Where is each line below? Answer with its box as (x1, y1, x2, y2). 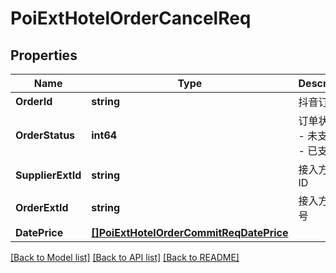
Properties (10, 47, 78, 64)
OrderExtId (15, 201, 69, 214)
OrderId (15, 95, 53, 108)
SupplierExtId (15, 168, 82, 182)
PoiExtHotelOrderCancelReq (10, 7, 252, 30)
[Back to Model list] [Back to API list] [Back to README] (10, 252, 240, 263)
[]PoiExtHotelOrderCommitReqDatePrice (91, 226, 289, 239)
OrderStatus (15, 128, 76, 142)
